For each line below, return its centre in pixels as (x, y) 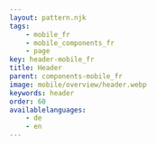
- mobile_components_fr (70, 43)
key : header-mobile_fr (52, 59)
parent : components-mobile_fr (66, 77)
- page (38, 51)
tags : (19, 26)
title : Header (36, 68)
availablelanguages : (48, 110)
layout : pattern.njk (48, 18)
